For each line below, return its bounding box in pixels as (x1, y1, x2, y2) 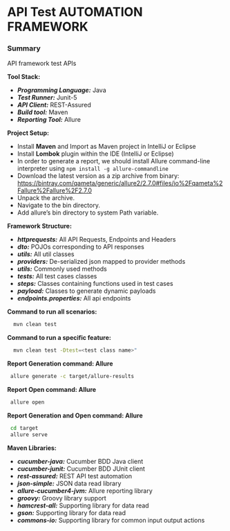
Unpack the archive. (17, 194, 75, 202)
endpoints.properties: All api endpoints (17, 294, 131, 303)
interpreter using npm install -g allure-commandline (17, 164, 169, 173)
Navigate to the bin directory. (17, 201, 100, 210)
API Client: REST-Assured (17, 101, 92, 109)
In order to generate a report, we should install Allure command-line (17, 157, 211, 165)
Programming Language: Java (17, 86, 106, 94)
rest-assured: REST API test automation (17, 471, 133, 480)
